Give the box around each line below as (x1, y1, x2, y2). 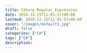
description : (5, 40, 33, 45)
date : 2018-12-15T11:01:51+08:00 (5, 12, 75, 17)
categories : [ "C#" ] (5, 31, 46, 36)
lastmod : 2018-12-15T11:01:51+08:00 (5, 17, 82, 22)
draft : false (5, 26, 33, 31)
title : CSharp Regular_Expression (5, 7, 78, 13)
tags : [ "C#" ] (5, 36, 33, 41)
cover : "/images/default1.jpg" (5, 21, 71, 27)
